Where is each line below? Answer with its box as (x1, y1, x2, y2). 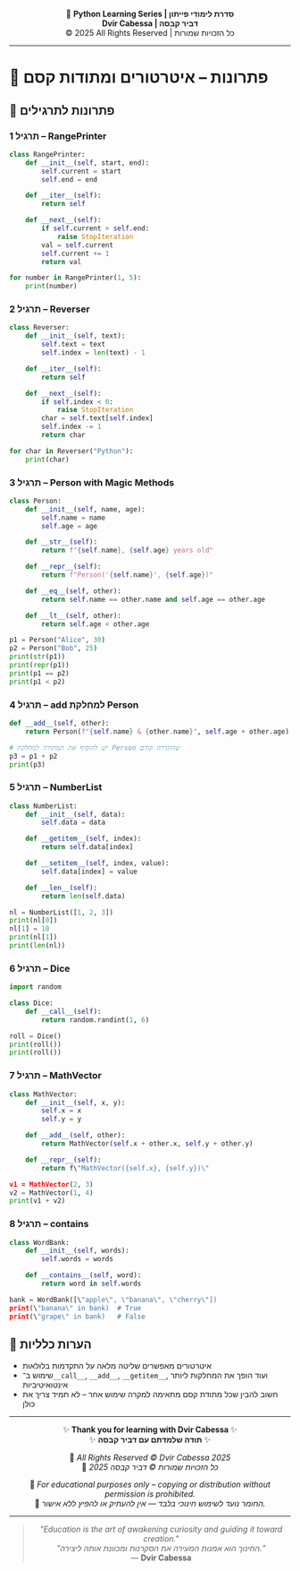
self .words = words (41, 1255, 114, 1264)
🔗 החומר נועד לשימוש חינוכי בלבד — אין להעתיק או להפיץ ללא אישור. (34, 1498, 266, 1509)
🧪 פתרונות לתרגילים (9, 103, 115, 118)
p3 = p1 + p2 (9, 751, 58, 760)
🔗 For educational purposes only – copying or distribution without (29, 1479, 271, 1490)
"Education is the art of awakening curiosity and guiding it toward (39, 1524, 283, 1535)
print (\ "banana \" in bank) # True (9, 1303, 142, 1312)
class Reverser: (9, 323, 70, 332)
